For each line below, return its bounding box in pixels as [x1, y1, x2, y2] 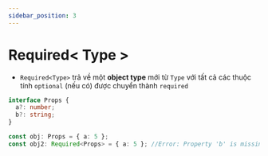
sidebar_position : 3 [8, 11, 77, 20]
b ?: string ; [15, 111, 56, 119]
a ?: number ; [15, 103, 56, 111]
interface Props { [8, 96, 69, 104]
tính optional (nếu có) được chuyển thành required [19, 80, 189, 90]
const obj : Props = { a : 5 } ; [8, 133, 109, 141]
